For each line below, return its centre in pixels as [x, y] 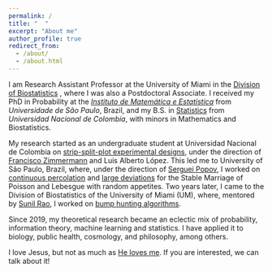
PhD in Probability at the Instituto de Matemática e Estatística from [120, 101]
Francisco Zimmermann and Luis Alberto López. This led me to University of [136, 160]
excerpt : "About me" [43, 31]
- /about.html [39, 62]
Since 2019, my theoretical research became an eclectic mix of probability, [133, 219]
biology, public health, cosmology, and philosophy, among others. [119, 236]
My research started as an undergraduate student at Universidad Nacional [133, 143]
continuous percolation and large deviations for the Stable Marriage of [126, 177]
